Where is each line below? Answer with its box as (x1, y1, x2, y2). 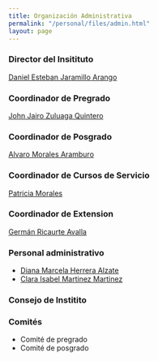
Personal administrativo (8, 247, 105, 258)
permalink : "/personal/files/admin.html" (8, 19, 151, 28)
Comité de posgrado (19, 343, 89, 353)
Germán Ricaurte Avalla (8, 226, 88, 236)
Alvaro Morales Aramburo (8, 149, 95, 159)
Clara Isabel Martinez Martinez (19, 274, 123, 284)
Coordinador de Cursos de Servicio (8, 170, 150, 181)
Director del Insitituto (8, 54, 94, 65)
